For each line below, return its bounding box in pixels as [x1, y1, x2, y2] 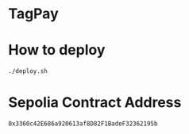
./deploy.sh [8, 67, 48, 75]
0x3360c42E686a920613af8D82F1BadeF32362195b [8, 120, 158, 128]
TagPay [8, 5, 60, 23]
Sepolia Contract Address [8, 94, 182, 112]
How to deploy [8, 41, 106, 59]
